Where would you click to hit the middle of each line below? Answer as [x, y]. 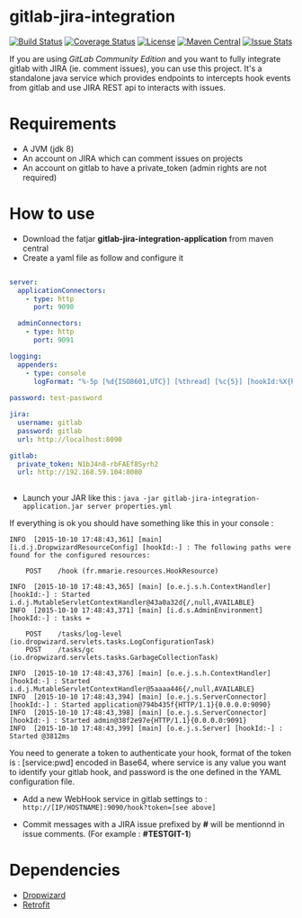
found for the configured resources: [80, 556]
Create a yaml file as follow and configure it [103, 257]
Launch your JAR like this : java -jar [91, 498]
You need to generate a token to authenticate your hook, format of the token [151, 753]
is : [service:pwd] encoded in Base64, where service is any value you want [148, 762]
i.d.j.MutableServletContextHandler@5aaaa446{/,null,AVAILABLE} [132, 690]
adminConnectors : [50, 324]
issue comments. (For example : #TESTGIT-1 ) [107, 834]
